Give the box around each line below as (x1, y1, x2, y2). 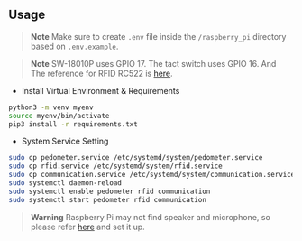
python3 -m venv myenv (8, 103, 94, 112)
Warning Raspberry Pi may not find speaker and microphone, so (30, 211, 271, 222)
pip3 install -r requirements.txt (8, 119, 139, 129)
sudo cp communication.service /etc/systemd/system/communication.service (8, 171, 296, 180)
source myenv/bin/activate (8, 111, 110, 120)
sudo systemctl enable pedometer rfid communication (8, 187, 211, 196)
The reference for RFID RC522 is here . (30, 68, 173, 79)
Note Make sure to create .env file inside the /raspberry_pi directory (30, 31, 287, 42)
